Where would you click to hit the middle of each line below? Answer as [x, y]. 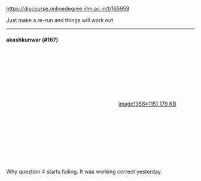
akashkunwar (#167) [32, 40]
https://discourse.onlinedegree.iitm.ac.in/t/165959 [68, 9]
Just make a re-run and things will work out [60, 20]
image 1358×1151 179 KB [147, 104]
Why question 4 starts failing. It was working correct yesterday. [84, 172]
